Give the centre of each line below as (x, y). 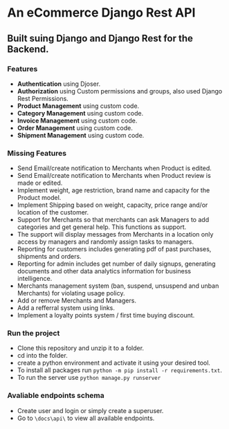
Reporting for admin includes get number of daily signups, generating (116, 264)
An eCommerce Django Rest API (101, 13)
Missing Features (37, 153)
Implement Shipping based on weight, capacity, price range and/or (112, 205)
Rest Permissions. (43, 98)
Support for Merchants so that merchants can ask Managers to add (113, 220)
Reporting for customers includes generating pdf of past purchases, (114, 249)
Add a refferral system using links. (66, 308)
